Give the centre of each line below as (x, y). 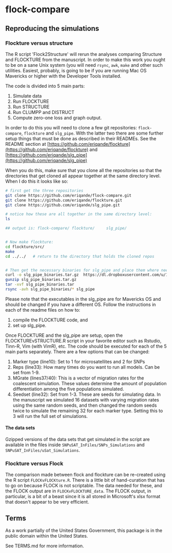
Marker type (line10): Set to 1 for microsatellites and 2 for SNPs (79, 361)
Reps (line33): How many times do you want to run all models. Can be (86, 367)
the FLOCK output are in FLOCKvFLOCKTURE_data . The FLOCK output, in (78, 491)
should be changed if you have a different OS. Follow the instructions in (81, 304)
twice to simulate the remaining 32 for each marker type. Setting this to (88, 411)
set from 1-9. (26, 372)
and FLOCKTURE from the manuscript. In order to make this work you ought (85, 60)
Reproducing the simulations (52, 28)
